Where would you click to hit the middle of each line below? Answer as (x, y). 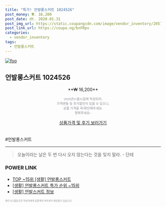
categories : (17, 33)
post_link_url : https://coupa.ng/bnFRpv (47, 28)
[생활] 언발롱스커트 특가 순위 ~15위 (46, 185)
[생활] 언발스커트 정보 (33, 192)
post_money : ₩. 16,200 (28, 14)
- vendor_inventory (30, 38)
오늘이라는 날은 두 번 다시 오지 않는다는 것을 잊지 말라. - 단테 (75, 155)
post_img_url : (20, 24)
